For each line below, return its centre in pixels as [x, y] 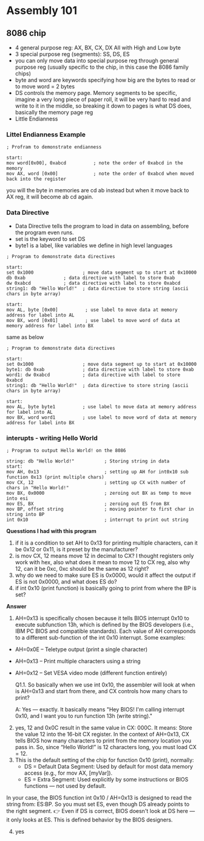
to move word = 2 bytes [45, 86]
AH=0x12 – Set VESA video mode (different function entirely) [91, 672]
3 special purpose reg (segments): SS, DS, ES [72, 54]
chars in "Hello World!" [38, 487]
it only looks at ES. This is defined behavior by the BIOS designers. [90, 820]
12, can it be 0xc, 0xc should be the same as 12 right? [82, 568]
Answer [16, 606]
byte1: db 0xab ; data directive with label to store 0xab [100, 369]
